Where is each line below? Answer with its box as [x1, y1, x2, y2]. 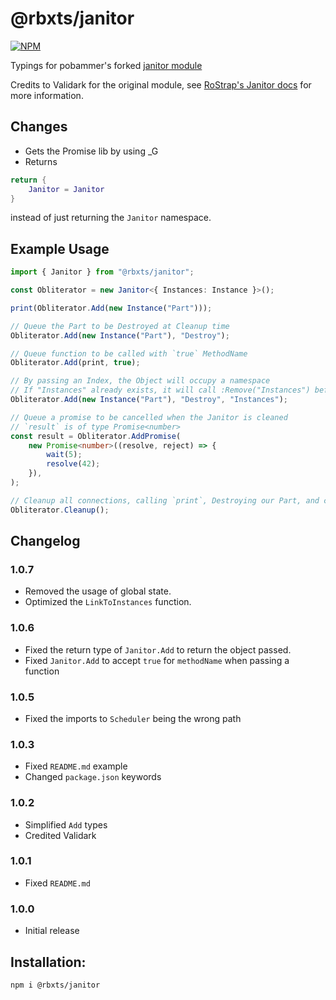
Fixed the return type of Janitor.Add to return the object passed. [24, 643, 292, 656]
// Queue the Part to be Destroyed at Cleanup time [10, 321, 230, 331]
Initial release [24, 925, 80, 937]
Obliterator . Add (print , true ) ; [10, 358, 141, 368]
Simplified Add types [24, 818, 108, 831]
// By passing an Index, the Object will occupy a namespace [10, 376, 271, 386]
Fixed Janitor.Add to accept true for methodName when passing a [24, 654, 290, 666]
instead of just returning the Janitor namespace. [10, 212, 212, 224]
